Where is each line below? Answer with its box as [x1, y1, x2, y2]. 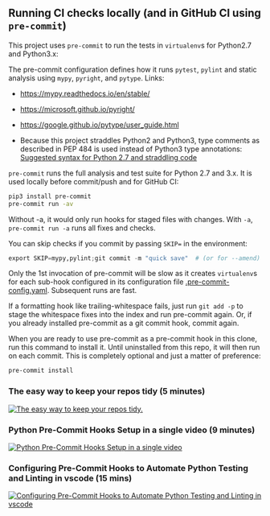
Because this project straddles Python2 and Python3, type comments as [19, 135, 260, 145]
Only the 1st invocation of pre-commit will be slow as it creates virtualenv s [8, 269, 258, 279]
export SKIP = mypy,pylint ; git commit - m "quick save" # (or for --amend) [8, 254, 261, 262]
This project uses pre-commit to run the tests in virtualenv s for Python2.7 [8, 40, 252, 50]
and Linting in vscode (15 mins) [8, 473, 133, 484]
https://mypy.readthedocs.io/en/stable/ [19, 89, 150, 98]
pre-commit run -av [8, 200, 74, 208]
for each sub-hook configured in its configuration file [8, 277, 184, 287]
